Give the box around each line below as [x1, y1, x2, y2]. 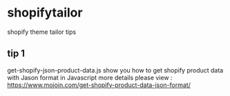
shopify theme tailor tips [7, 28, 77, 36]
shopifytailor [7, 5, 83, 21]
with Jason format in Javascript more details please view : [7, 73, 173, 81]
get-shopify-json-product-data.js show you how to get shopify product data [7, 66, 224, 74]
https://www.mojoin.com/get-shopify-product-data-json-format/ [7, 81, 191, 89]
